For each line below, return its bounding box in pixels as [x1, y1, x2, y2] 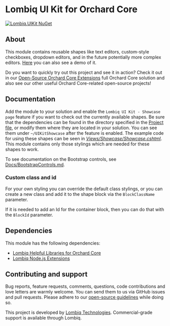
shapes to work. [5, 146, 39, 152]
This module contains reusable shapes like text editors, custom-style [5, 48, 150, 54]
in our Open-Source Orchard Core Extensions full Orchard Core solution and [5, 75, 165, 81]
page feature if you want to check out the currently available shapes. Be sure [5, 113, 165, 120]
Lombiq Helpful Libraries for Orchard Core [12, 250, 101, 256]
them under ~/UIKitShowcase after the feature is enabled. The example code [5, 130, 164, 136]
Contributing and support [5, 270, 88, 279]
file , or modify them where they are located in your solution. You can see [5, 125, 157, 131]
